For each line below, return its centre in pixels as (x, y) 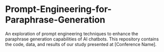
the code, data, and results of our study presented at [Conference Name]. (81, 44)
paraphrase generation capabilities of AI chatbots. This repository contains (82, 39)
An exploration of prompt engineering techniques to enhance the (72, 33)
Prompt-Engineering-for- (59, 9)
